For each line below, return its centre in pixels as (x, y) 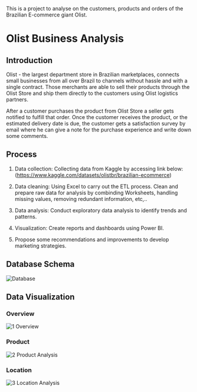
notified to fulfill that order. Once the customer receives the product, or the (97, 117)
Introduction (29, 60)
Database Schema (40, 264)
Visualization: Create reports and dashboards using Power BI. (89, 228)
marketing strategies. (40, 246)
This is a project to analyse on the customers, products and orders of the (95, 9)
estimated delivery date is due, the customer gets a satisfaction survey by (96, 123)
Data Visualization (40, 297)
